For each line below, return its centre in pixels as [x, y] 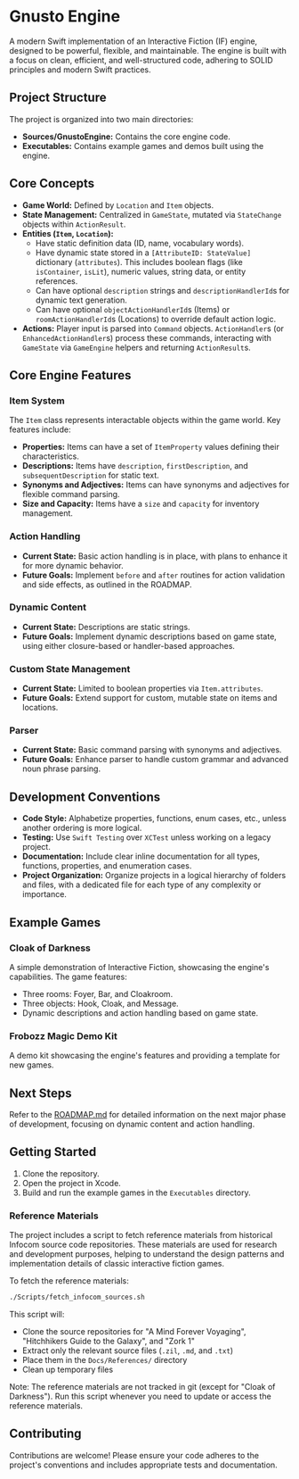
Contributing [45, 1434]
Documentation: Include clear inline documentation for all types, [141, 856]
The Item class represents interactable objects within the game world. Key [145, 420]
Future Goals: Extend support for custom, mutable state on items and [149, 698]
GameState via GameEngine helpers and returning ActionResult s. [136, 347]
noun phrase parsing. [61, 769]
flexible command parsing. [71, 494]
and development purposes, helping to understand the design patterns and [147, 1254]
